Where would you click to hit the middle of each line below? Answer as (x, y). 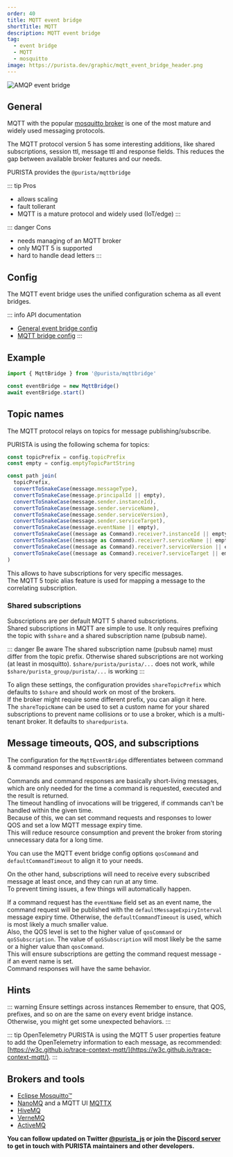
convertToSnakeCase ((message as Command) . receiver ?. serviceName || (113, 540)
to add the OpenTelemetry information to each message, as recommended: (114, 1043)
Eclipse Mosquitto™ (45, 1096)
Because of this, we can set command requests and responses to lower (110, 817)
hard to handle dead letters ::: (59, 256)
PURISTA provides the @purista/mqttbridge (69, 172)
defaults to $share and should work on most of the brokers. (92, 692)
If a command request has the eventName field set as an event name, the (110, 902)
